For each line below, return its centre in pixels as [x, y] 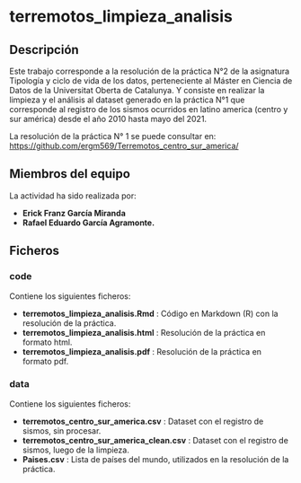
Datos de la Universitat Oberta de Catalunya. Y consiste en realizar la [137, 90]
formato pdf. [45, 361]
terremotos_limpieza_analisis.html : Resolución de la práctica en [144, 332]
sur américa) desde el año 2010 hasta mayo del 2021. [108, 119]
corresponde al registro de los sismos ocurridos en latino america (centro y [149, 109]
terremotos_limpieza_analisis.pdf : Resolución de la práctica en [142, 351]
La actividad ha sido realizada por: [73, 196]
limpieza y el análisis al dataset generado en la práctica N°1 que [127, 100]
